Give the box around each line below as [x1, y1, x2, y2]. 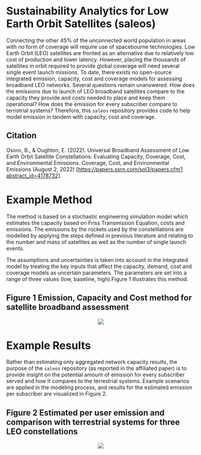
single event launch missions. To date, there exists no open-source [6, 68, 172, 76]
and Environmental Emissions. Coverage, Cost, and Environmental [6, 159, 170, 166]
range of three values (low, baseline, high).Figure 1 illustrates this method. [6, 275, 189, 282]
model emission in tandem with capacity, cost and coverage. [6, 113, 157, 120]
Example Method [6, 193, 92, 206]
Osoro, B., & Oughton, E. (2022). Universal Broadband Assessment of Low [6, 146, 190, 153]
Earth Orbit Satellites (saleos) [6, 17, 156, 31]
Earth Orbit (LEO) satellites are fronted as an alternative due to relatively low [6, 49, 194, 56]
